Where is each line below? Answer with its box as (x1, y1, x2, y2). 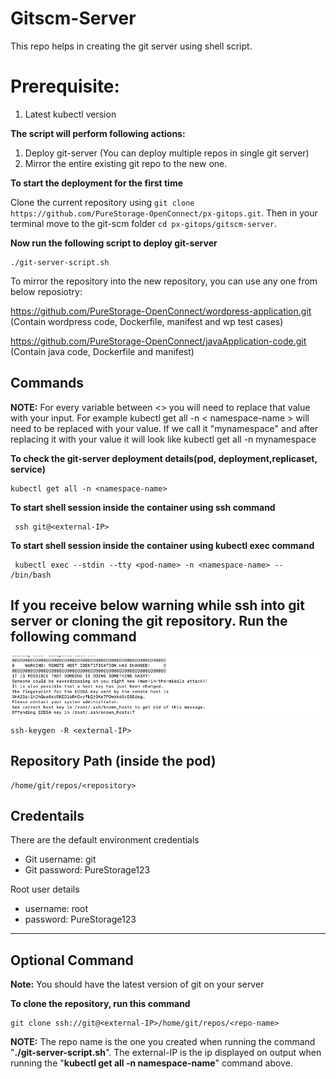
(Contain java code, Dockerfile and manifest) (10, 345, 195, 357)
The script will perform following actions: (10, 127, 186, 139)
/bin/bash (10, 570, 52, 580)
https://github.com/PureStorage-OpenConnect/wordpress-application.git (10, 305, 312, 317)
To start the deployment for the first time (10, 177, 183, 189)
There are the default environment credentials (10, 834, 200, 846)
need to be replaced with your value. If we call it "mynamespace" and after (10, 422, 319, 434)
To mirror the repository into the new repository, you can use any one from (10, 275, 318, 287)
